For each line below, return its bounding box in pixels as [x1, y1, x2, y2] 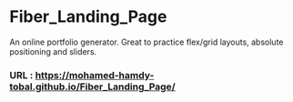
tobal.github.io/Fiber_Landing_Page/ [9, 80, 176, 93]
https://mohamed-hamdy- [35, 68, 155, 81]
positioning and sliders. [9, 46, 97, 56]
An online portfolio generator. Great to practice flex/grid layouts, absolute [9, 36, 284, 47]
